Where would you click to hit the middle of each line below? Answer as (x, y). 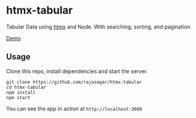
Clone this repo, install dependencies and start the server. (77, 71)
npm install (21, 93)
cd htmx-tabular (26, 87)
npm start (18, 98)
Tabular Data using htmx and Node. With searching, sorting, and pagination (98, 27)
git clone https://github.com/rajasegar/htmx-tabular (74, 82)
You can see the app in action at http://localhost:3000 (74, 109)
